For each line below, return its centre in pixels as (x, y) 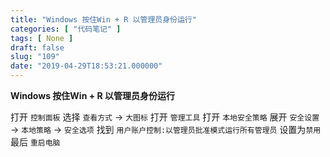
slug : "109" (35, 57)
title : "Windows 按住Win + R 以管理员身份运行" (103, 19)
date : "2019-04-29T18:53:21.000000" (86, 66)
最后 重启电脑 (35, 142)
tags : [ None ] (42, 38)
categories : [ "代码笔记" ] (66, 29)
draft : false (37, 47)
